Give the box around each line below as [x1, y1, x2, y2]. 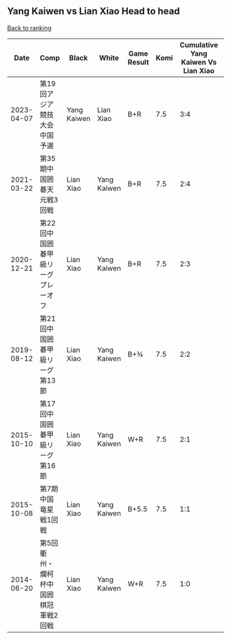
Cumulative [179, 40, 219, 50]
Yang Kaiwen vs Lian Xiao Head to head [7, 6, 180, 17]
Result [127, 57, 149, 67]
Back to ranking [7, 23, 52, 32]
